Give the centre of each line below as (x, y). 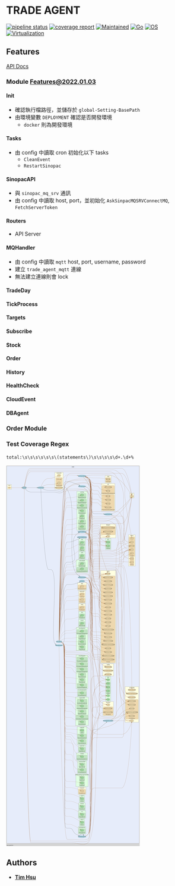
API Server (28, 234)
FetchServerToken (36, 208)
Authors (22, 863)
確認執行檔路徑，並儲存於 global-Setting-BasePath (77, 109)
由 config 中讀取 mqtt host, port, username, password (80, 262)
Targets (16, 318)
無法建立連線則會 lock (42, 277)
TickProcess (22, 304)
